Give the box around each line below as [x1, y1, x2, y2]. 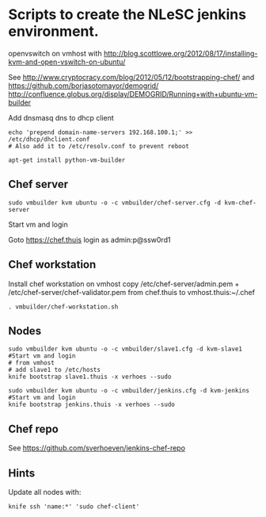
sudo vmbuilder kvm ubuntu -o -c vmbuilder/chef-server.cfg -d [8, 198, 222, 207]
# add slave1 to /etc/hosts [8, 366, 101, 374]
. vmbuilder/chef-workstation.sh [8, 303, 119, 311]
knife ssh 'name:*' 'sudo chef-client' [8, 503, 140, 511]
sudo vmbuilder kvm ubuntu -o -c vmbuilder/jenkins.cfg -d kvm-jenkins [8, 387, 249, 395]
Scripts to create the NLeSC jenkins [8, 6, 247, 24]
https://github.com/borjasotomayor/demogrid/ [8, 81, 159, 90]
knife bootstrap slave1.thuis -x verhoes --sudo [8, 373, 172, 381]
